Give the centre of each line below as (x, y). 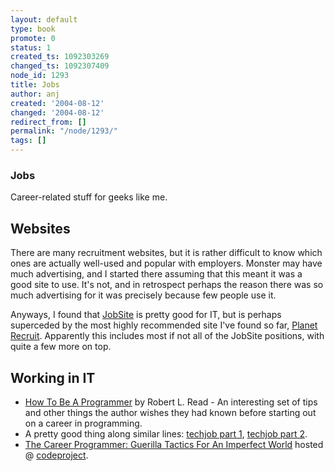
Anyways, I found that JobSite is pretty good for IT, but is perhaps (146, 315)
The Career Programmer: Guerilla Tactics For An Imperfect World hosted (174, 444)
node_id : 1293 (40, 76)
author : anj (35, 94)
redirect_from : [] (48, 122)
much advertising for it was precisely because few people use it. (143, 295)
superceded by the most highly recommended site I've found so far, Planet (164, 325)
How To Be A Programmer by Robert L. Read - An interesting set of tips (171, 402)
